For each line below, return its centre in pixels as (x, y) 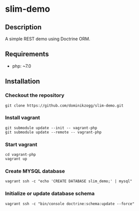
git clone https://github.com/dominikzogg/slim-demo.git (64, 105)
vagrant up (16, 159)
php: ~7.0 (22, 66)
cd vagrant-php (21, 155)
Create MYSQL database (35, 171)
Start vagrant (21, 144)
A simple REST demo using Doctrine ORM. (48, 39)
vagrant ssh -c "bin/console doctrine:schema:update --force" (70, 204)
